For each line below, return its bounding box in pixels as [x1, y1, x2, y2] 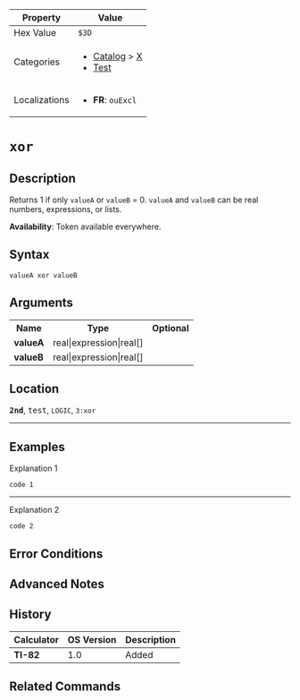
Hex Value [13, 27, 56, 38]
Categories [13, 55, 61, 68]
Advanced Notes [9, 576, 105, 592]
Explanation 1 [9, 463, 58, 474]
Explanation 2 [9, 505, 60, 516]
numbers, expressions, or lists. [9, 204, 122, 214]
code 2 [9, 522, 34, 531]
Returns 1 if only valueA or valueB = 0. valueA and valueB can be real [9, 194, 259, 205]
